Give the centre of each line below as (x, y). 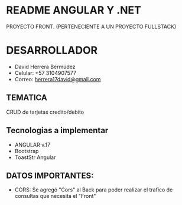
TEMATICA (27, 98)
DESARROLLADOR (52, 50)
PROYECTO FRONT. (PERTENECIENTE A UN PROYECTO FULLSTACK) (91, 27)
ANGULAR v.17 (32, 144)
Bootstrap (27, 151)
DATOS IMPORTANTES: (50, 175)
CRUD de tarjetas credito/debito (45, 112)
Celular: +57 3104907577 (45, 73)
